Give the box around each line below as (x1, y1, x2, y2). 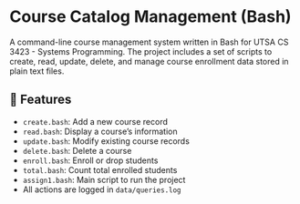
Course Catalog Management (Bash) (9, 6, 292, 27)
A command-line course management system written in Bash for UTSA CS (9, 36, 289, 47)
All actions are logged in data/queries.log (22, 184, 181, 195)
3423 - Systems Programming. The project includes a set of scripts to (9, 46, 273, 56)
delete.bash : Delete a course (22, 145, 132, 156)
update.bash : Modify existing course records (22, 135, 190, 147)
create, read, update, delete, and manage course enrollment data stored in (9, 56, 289, 66)
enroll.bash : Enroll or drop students (22, 155, 159, 166)
